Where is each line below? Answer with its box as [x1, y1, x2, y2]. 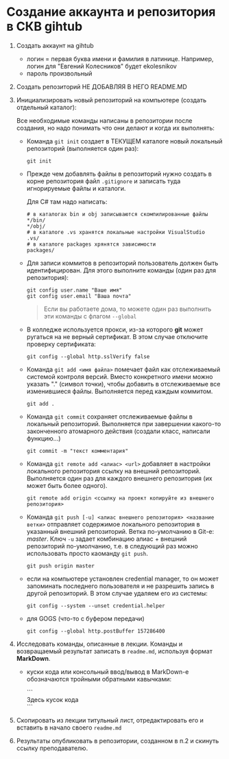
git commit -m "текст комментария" [26, 447, 128, 454]
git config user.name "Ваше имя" [26, 286, 123, 294]
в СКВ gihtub [6, 19, 83, 34]
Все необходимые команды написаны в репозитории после [16, 116, 193, 124]
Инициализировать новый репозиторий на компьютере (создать [16, 95, 207, 104]
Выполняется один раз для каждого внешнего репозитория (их [26, 474, 213, 482]
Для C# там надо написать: [26, 197, 108, 206]
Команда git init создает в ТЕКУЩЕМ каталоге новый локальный [26, 137, 223, 145]
